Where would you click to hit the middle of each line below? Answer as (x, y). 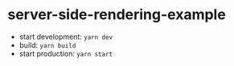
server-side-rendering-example (117, 15)
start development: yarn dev (66, 37)
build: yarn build (47, 45)
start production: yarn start (66, 53)
